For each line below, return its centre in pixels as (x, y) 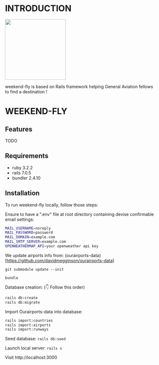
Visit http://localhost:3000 (31, 357)
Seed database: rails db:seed (35, 339)
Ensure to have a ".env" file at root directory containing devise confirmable (79, 214)
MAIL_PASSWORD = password (29, 233)
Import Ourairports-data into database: (44, 312)
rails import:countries (29, 320)
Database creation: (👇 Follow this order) (45, 287)
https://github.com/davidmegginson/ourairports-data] (60, 260)
